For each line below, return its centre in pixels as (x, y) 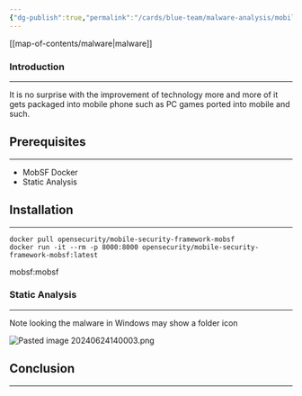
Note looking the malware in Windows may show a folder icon (124, 323)
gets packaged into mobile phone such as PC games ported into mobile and (150, 103)
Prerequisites (48, 142)
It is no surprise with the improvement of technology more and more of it (144, 94)
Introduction (37, 67)
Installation (41, 210)
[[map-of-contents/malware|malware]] (81, 43)
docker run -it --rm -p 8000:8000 (74, 247)
